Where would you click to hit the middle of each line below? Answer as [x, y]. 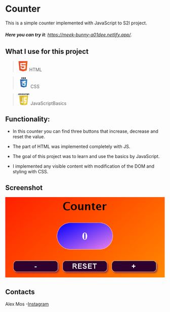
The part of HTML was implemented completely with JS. [71, 147]
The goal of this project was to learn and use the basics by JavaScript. [86, 157]
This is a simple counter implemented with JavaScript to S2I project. [76, 23]
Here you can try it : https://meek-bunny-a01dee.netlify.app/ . [69, 35]
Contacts [20, 292]
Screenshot [24, 188]
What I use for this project [47, 52]
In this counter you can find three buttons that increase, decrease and [85, 131]
